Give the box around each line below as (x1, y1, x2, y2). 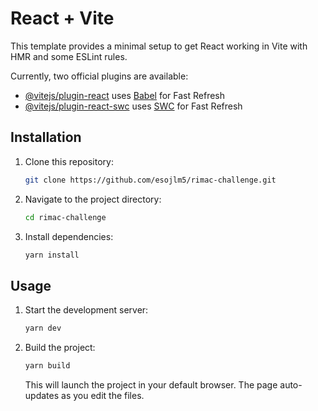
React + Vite (10, 7, 115, 30)
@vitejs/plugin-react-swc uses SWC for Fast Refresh (24, 100, 243, 112)
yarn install (24, 250, 80, 260)
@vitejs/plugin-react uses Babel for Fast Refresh (24, 89, 226, 101)
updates (24, 389, 60, 401)
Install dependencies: (24, 230, 114, 242)
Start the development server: (24, 304, 149, 316)
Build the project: (24, 342, 96, 354)
